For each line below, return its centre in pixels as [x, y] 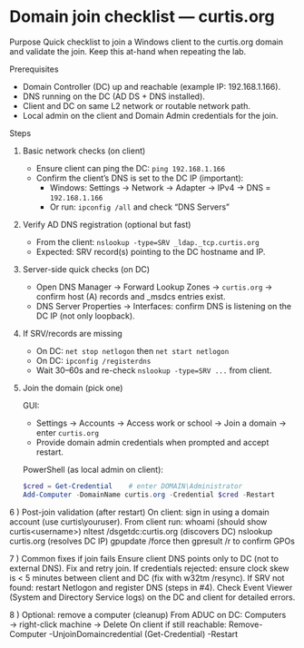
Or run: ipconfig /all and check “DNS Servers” [139, 207]
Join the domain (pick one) [73, 388]
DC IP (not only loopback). [85, 316]
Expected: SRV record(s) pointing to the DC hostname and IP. [151, 251]
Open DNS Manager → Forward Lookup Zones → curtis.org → [154, 287]
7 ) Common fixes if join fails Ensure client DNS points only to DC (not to [144, 558]
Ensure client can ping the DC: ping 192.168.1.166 [130, 168]
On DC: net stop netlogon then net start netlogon [132, 350]
